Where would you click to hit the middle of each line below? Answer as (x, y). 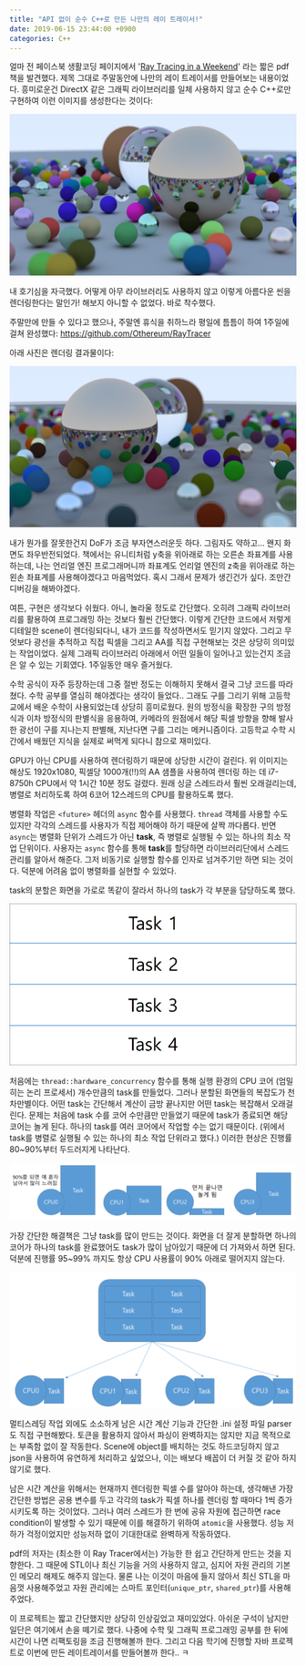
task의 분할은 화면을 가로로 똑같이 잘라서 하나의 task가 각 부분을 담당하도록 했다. (153, 890)
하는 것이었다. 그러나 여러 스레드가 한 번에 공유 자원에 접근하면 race (160, 1511)
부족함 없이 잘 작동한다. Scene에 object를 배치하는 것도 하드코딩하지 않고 (149, 1446)
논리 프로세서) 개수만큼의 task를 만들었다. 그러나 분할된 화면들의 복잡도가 (156, 1092)
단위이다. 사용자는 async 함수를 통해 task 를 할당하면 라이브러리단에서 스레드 (154, 848)
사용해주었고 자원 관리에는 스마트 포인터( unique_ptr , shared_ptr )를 (146, 1587)
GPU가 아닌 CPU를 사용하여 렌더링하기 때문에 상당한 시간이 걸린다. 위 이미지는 (149, 761)
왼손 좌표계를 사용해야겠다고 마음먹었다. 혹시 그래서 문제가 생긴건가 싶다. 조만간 (150, 577)
